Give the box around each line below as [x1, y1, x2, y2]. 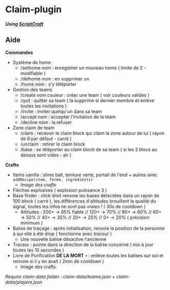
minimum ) [20, 219, 43, 226]
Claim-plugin [5, 4, 62, 15]
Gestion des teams [12, 86, 53, 93]
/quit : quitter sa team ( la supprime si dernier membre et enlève [20, 97, 155, 103]
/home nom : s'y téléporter [20, 81, 77, 87]
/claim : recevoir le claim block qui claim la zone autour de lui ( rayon [20, 130, 165, 136]
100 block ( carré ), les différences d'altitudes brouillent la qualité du [12, 198, 156, 204]
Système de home [12, 59, 51, 65]
